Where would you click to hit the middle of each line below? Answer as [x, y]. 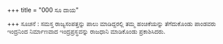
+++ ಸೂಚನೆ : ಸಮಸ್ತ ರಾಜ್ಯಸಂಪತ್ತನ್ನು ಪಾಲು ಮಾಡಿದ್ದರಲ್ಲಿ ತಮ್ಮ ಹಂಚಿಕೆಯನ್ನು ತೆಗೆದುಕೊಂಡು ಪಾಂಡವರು [112, 24]
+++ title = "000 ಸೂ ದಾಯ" [43, 10]
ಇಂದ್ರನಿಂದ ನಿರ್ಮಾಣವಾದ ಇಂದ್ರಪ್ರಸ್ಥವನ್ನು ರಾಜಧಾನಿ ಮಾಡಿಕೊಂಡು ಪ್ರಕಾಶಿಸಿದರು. [86, 31]
